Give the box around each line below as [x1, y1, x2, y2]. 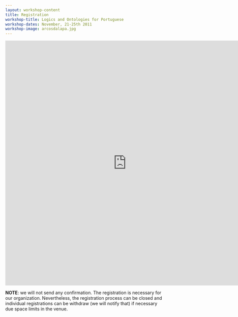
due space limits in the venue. [5, 306, 68, 312]
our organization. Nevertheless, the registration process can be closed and [5, 295, 162, 301]
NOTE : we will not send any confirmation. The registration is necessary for [5, 290, 162, 296]
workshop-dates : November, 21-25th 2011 [5, 21, 93, 27]
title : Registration [5, 12, 49, 17]
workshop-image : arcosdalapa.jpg [5, 26, 76, 32]
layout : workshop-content [5, 7, 60, 13]
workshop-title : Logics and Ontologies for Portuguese [5, 17, 124, 22]
